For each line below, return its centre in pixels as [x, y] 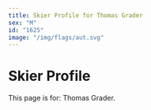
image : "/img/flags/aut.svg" [56, 37]
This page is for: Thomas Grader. [62, 98]
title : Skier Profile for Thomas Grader [76, 15]
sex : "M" [23, 23]
